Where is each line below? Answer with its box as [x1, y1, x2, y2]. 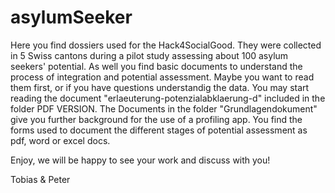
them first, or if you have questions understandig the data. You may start [10, 81, 310, 93]
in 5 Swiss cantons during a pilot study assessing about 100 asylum [10, 49, 289, 61]
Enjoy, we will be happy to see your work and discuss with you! [10, 154, 271, 166]
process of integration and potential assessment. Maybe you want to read [10, 71, 315, 83]
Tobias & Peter [10, 173, 71, 185]
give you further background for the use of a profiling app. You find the [10, 113, 303, 125]
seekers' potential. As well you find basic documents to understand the [10, 60, 303, 72]
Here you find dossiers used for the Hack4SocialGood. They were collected [10, 39, 322, 51]
